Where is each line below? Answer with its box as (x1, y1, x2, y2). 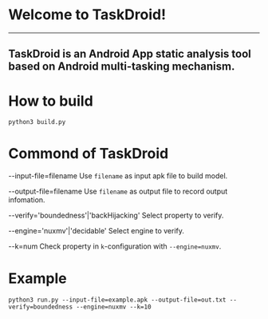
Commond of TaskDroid (8, 145, 169, 163)
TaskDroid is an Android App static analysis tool (8, 47, 251, 61)
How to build (8, 92, 93, 110)
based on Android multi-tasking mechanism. (8, 60, 235, 74)
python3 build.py (8, 118, 66, 126)
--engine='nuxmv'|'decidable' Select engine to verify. (8, 226, 185, 236)
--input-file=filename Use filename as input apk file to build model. (8, 171, 228, 181)
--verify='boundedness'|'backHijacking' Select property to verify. (8, 210, 224, 221)
